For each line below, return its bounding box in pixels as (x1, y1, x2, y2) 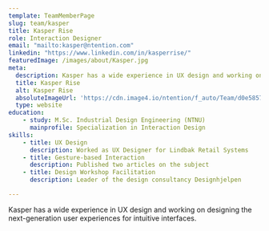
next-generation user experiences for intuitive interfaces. (8, 213, 197, 223)
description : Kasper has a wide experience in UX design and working (15, 71, 252, 79)
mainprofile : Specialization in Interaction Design (29, 124, 206, 132)
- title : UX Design (22, 138, 88, 147)
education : (8, 109, 45, 117)
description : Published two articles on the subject (29, 161, 210, 169)
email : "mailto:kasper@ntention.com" (8, 42, 134, 50)
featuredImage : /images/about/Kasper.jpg (8, 57, 149, 65)
